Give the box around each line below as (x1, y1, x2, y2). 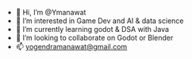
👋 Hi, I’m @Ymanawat (15, 8, 86, 17)
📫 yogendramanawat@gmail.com (15, 42, 128, 51)
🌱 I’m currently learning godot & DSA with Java (15, 25, 169, 33)
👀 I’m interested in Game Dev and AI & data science (15, 16, 184, 26)
